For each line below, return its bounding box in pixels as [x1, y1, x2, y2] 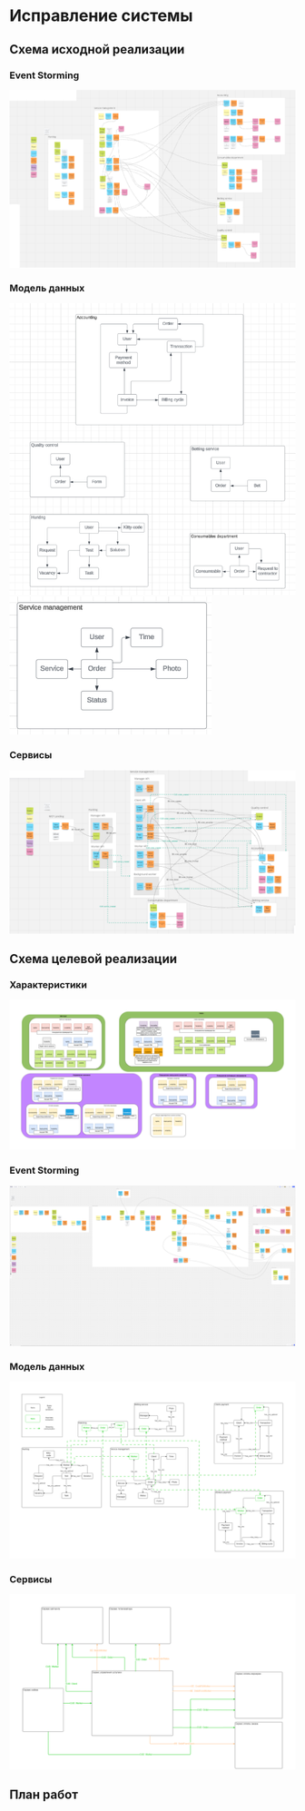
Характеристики [9, 979, 88, 991]
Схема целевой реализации [9, 951, 178, 967]
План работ [9, 1787, 79, 1803]
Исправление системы [9, 5, 193, 26]
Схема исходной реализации [9, 42, 185, 57]
